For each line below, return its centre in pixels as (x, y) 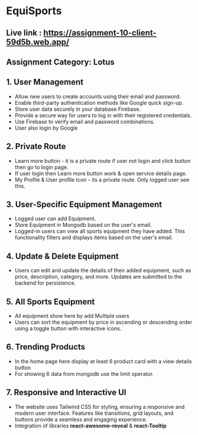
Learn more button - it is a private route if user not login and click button (103, 160)
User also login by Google (46, 128)
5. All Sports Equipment (51, 302)
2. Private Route (36, 146)
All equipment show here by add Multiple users (72, 316)
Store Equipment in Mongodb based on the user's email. (83, 225)
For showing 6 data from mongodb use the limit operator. (84, 373)
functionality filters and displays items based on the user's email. (94, 237)
